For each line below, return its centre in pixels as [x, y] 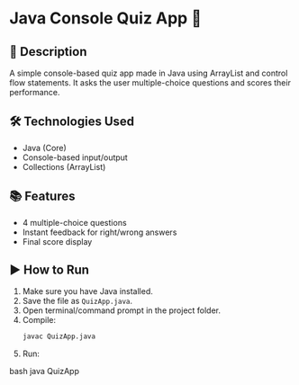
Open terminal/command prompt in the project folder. [122, 310]
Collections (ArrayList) [64, 166]
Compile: [39, 320]
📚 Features [42, 197]
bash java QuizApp [44, 372]
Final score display [57, 241]
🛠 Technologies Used [72, 122]
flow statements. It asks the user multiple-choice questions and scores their [150, 83]
